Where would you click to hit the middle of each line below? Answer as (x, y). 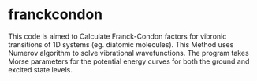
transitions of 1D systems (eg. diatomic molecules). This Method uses (121, 44)
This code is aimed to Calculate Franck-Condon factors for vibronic (117, 36)
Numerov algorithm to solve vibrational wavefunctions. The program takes (129, 53)
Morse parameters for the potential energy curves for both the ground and (129, 61)
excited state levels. (40, 69)
